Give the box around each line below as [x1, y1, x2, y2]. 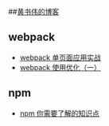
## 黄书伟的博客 [8, 7, 60, 16]
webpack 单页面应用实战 [19, 53, 101, 62]
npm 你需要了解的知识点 [19, 108, 99, 118]
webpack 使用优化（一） [19, 62, 101, 72]
